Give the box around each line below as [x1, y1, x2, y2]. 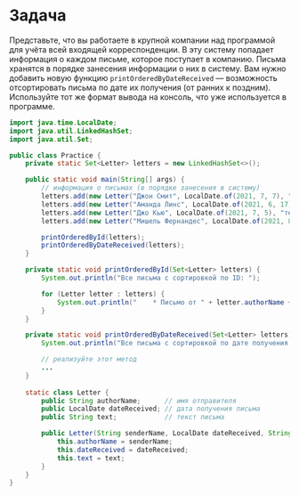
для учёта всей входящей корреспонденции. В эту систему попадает [9, 44, 274, 54]
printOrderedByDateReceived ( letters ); [41, 241, 185, 250]
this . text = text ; [56, 453, 125, 463]
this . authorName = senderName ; [56, 437, 174, 446]
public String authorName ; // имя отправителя [41, 396, 238, 405]
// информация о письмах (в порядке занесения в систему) [41, 183, 261, 192]
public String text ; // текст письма [41, 413, 225, 422]
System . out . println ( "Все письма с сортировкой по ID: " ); [41, 273, 261, 283]
